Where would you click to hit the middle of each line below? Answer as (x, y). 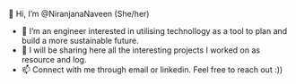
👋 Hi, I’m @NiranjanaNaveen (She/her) (79, 14)
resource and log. (54, 59)
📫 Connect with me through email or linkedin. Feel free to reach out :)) (152, 70)
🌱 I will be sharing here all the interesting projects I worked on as (141, 50)
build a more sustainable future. (80, 41)
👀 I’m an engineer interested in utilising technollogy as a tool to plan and (154, 31)
